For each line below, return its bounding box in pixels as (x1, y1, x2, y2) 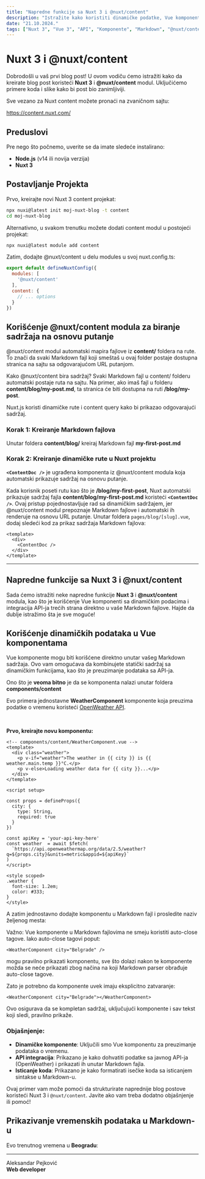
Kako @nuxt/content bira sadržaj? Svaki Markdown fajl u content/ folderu (6, 372, 190, 380)
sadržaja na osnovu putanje (6, 331, 114, 342)
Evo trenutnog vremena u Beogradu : (6, 1141, 99, 1149)
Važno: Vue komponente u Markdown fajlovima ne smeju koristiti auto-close (6, 928, 198, 936)
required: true (17, 814, 56, 820)
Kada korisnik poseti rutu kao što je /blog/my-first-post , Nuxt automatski (6, 487, 191, 494)
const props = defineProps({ (6, 798, 81, 804)
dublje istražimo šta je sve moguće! (6, 611, 96, 618)
